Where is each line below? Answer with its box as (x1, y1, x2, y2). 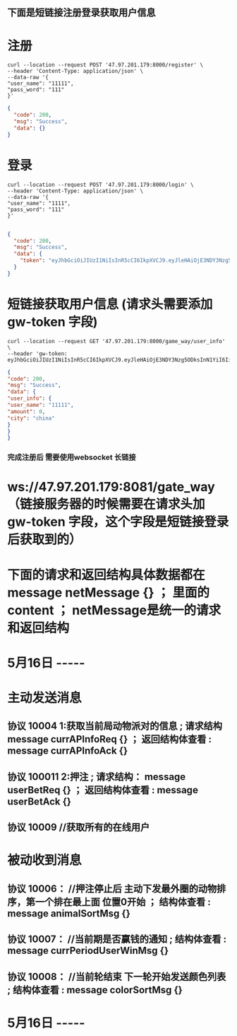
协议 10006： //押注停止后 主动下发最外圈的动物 (7, 882, 217, 894)
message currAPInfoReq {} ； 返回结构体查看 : (7, 733, 212, 745)
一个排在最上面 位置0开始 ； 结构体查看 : (35, 896, 212, 908)
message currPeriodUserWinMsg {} (7, 945, 169, 957)
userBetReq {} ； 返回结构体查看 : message (7, 784, 199, 796)
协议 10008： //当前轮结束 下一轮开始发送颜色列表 (7, 970, 226, 982)
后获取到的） (7, 531, 83, 548)
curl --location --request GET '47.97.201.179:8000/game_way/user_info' (7, 338, 226, 345)
